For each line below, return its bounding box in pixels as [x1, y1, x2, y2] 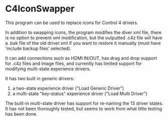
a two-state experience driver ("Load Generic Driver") [12, 85, 124, 91]
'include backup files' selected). [5, 45, 72, 51]
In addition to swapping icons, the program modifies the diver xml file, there [5, 29, 162, 35]
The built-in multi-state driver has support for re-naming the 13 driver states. [5, 100, 163, 106]
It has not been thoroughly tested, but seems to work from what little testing [5, 105, 162, 111]
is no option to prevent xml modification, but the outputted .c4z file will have [5, 35, 162, 41]
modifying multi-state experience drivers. [5, 66, 91, 72]
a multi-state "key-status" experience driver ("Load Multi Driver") [12, 90, 148, 96]
